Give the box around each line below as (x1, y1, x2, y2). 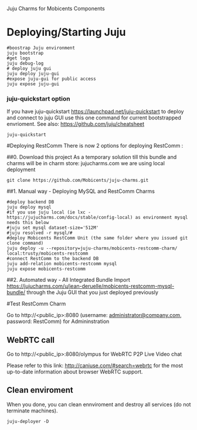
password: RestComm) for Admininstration (6, 318, 110, 325)
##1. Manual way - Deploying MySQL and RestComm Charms (6, 188, 155, 195)
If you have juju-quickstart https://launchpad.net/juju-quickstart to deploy (6, 108, 184, 115)
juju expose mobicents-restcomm (6, 266, 86, 272)
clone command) (6, 241, 44, 246)
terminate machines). (6, 407, 58, 414)
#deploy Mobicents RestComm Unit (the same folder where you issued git (6, 235, 188, 241)
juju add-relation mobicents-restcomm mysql (6, 261, 117, 267)
